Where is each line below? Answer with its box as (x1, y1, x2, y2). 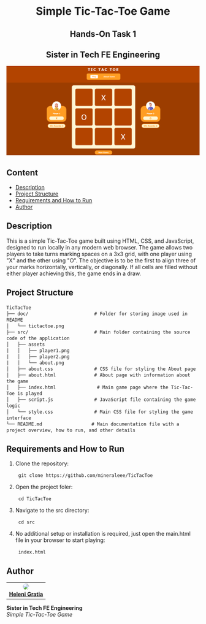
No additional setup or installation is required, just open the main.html (15, 530, 191, 538)
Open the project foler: (15, 483, 73, 491)
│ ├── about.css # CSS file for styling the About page (6, 366, 196, 372)
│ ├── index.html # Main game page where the (6, 384, 169, 390)
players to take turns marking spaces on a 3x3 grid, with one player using (6, 250, 192, 257)
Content (6, 167, 39, 178)
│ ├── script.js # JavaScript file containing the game (6, 397, 196, 403)
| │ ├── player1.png (6, 348, 70, 354)
